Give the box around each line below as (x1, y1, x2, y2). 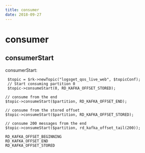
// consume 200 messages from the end (5, 121, 87, 126)
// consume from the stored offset (5, 108, 80, 113)
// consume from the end (5, 94, 57, 100)
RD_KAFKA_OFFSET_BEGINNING (5, 134, 62, 139)
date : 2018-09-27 (5, 12, 42, 17)
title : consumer (5, 7, 39, 13)
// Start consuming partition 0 (7, 81, 76, 86)
